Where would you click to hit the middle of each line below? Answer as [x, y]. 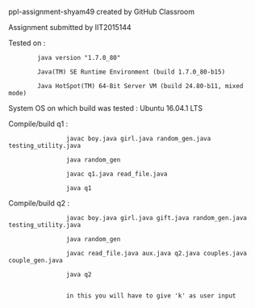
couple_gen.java [36, 260]
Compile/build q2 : [39, 203]
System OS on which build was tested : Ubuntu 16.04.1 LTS [106, 108]
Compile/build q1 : [38, 124]
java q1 [79, 188]
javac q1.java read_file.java [117, 174]
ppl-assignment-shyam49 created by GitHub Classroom [102, 12]
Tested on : [27, 43]
